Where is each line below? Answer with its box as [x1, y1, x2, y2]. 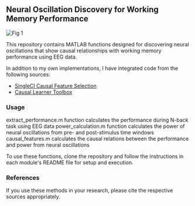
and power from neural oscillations [6, 141, 90, 148]
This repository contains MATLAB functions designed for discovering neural [6, 40, 189, 48]
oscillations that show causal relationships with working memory [6, 47, 162, 54]
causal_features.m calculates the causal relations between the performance [6, 135, 189, 143]
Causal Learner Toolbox [14, 88, 73, 96]
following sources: [6, 70, 51, 78]
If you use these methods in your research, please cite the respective [6, 187, 173, 194]
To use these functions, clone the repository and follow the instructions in [6, 153, 184, 160]
